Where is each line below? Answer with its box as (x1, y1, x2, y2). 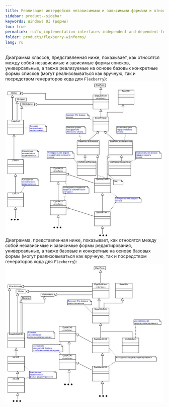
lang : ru (5, 40, 24, 45)
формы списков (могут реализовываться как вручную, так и (5, 70, 136, 76)
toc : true (5, 24, 26, 29)
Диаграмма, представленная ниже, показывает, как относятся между (5, 237, 157, 243)
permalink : (5, 29, 28, 35)
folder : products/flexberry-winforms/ (5, 35, 87, 40)
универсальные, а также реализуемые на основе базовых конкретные (5, 65, 158, 71)
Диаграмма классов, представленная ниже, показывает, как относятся (5, 54, 160, 60)
